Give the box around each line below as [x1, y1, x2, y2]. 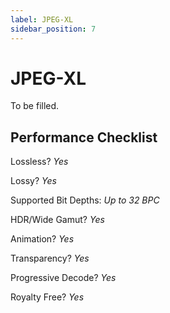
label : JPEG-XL [10, 14, 74, 25]
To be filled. [10, 100, 60, 112]
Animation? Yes [10, 233, 75, 245]
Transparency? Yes [10, 252, 90, 265]
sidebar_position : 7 [10, 24, 97, 34]
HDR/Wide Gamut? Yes [10, 214, 105, 226]
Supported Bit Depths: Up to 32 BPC [10, 194, 160, 206]
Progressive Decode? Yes [10, 272, 117, 284]
